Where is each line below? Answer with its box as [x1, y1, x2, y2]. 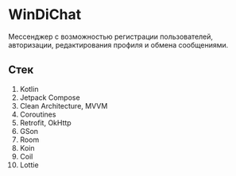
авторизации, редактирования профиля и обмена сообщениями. [8, 40, 229, 49]
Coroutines [19, 109, 56, 119]
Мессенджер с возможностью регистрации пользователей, [8, 32, 213, 41]
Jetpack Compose [19, 93, 81, 102]
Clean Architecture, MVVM [19, 101, 108, 110]
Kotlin [19, 84, 39, 94]
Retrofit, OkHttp [19, 117, 72, 128]
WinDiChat [8, 6, 82, 24]
